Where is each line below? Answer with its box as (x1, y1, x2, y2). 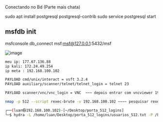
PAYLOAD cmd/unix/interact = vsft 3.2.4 (5, 77, 88, 82)
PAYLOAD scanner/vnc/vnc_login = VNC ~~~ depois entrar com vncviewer (5, 90, 153, 95)
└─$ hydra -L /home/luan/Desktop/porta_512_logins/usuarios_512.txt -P (5, 112, 153, 117)
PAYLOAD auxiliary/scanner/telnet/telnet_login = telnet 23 (5, 82, 130, 87)
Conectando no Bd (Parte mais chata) (5, 4, 81, 10)
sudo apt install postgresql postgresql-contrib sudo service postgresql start (5, 14, 156, 19)
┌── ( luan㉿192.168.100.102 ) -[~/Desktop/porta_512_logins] (5, 108, 124, 113)
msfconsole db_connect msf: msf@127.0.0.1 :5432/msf (5, 40, 112, 46)
